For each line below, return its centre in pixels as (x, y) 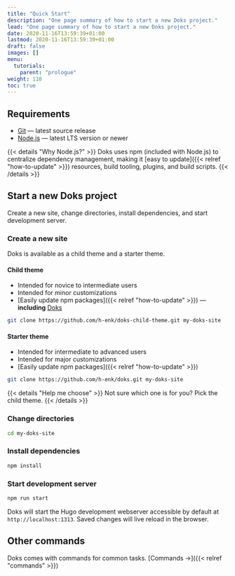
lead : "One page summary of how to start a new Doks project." (102, 27)
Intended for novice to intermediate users (77, 285)
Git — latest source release (56, 131)
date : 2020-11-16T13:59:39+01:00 (56, 33)
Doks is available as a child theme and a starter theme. (86, 254)
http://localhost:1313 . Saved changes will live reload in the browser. (108, 519)
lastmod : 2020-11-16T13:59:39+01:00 (61, 40)
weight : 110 (25, 79)
